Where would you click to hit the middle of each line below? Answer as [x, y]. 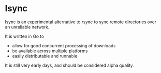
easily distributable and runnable [44, 56]
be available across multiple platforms [50, 51]
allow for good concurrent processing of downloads [64, 45]
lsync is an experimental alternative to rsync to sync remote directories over [81, 22]
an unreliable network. [27, 27]
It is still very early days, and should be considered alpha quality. [69, 65]
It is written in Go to [25, 36]
